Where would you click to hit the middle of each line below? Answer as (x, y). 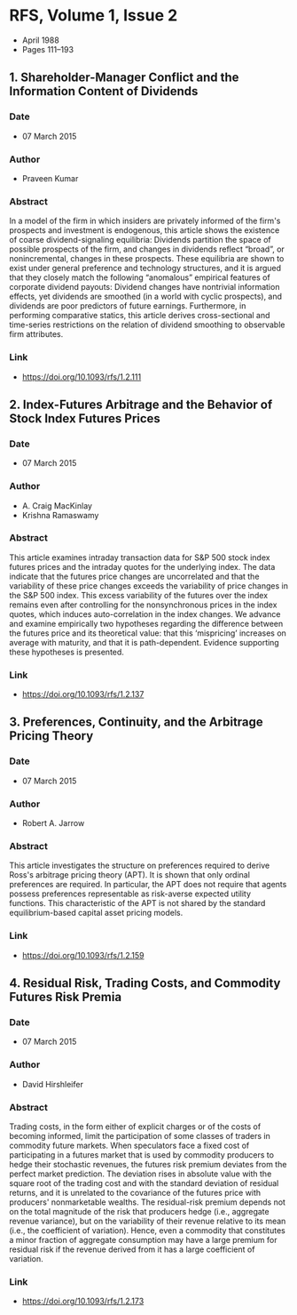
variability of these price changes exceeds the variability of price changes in (148, 585)
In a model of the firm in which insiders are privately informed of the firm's (145, 221)
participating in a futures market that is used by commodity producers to (142, 1155)
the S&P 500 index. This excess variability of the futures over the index (139, 595)
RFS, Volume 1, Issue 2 (94, 16)
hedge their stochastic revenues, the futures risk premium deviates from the (148, 1164)
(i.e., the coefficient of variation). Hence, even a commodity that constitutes (147, 1230)
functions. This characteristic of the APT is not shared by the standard (137, 903)
